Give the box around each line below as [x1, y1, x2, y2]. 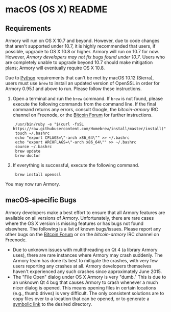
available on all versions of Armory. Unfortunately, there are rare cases [5, 215, 154, 221]
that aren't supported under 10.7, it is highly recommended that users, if [5, 43, 156, 49]
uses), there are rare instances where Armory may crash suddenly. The [12, 252, 163, 258]
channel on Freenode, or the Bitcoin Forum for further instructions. [12, 112, 153, 118]
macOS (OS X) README [5, 4, 108, 15]
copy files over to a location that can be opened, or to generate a [12, 296, 150, 302]
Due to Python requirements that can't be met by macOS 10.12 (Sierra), [5, 75, 154, 80]
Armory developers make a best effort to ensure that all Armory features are [5, 209, 165, 216]
